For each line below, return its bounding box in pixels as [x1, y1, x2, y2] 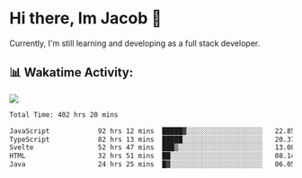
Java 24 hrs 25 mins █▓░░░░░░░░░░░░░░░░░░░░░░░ [9, 160, 263, 169]
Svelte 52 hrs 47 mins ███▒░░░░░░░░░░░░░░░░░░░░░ [9, 143, 263, 152]
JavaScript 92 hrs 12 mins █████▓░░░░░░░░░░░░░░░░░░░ [9, 126, 263, 136]
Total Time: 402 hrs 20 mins [9, 110, 119, 120]
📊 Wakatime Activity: [9, 65, 134, 80]
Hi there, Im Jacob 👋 [9, 8, 163, 29]
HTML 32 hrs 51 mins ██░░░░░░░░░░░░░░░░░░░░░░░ [9, 152, 263, 161]
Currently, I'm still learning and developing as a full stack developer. [9, 38, 261, 49]
